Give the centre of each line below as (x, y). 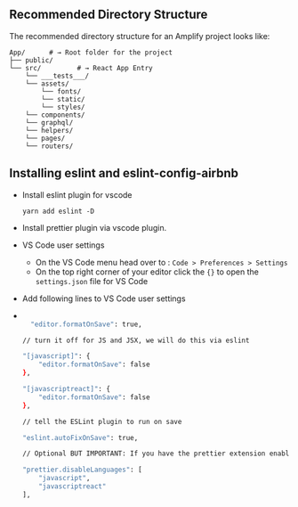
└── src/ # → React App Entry (81, 68)
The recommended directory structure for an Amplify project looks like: (140, 36)
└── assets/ (47, 84)
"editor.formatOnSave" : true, (86, 324)
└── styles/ (64, 107)
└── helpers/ (49, 130)
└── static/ (64, 99)
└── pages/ (45, 138)
